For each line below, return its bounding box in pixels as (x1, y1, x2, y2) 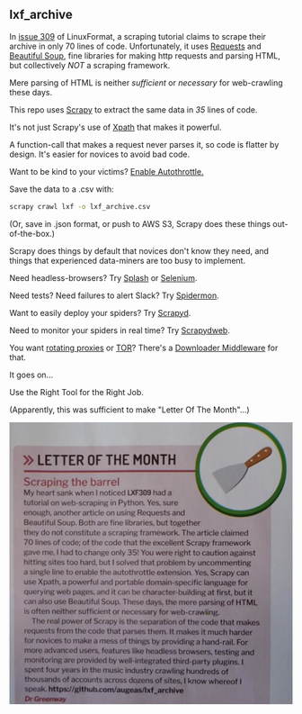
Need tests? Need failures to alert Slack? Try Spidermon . (9, 290, 219, 301)
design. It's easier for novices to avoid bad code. (9, 149, 191, 159)
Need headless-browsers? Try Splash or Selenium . (9, 272, 198, 283)
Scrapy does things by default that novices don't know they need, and (9, 245, 270, 256)
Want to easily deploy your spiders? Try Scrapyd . (9, 307, 191, 318)
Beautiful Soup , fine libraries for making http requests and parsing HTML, (9, 50, 281, 61)
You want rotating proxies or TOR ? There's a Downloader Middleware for (9, 342, 279, 353)
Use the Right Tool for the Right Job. (9, 386, 144, 397)
